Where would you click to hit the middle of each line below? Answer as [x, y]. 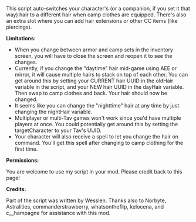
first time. [26, 149]
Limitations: [21, 38]
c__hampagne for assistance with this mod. [58, 213]
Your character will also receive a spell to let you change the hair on [97, 136]
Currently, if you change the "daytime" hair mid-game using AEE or [96, 68]
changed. [26, 99]
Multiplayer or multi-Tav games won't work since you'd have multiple [98, 118]
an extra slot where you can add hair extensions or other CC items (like [92, 21]
